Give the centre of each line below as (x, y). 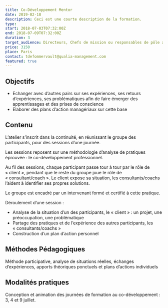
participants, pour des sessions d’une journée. (53, 142)
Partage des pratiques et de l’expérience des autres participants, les (83, 223)
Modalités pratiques (37, 283)
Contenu (19, 125)
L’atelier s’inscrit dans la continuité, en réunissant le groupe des (71, 137)
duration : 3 (17, 38)
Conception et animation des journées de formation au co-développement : (83, 294)
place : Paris (19, 52)
